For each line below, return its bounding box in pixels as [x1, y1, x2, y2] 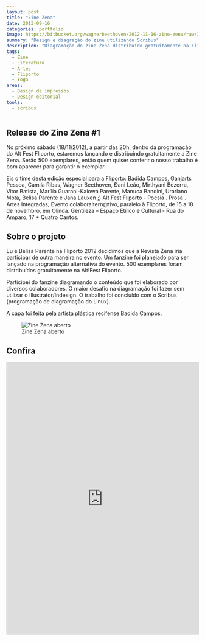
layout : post [6, 9, 40, 15]
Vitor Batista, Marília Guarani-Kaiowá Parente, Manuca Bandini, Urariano [6, 188, 187, 195]
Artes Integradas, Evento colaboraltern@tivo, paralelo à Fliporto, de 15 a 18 [6, 201, 193, 208]
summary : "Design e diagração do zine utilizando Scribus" [6, 37, 159, 43]
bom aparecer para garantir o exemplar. [6, 163, 106, 170]
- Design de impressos [12, 88, 69, 94]
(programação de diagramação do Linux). [6, 298, 111, 305]
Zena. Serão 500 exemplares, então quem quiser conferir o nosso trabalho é [6, 156, 198, 164]
